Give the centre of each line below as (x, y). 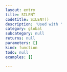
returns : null (20, 39)
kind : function (21, 48)
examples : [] (19, 57)
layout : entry (20, 10)
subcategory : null (25, 33)
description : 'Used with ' (34, 24)
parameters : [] (21, 43)
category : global (24, 29)
